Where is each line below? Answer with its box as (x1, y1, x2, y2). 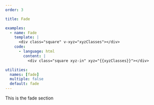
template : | (14, 35, 39, 40)
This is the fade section (5, 95, 54, 101)
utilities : (5, 67, 28, 72)
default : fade (10, 81, 39, 86)
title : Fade (5, 16, 30, 22)
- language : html (18, 49, 55, 54)
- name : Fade (10, 30, 37, 35)
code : (14, 44, 26, 49)
